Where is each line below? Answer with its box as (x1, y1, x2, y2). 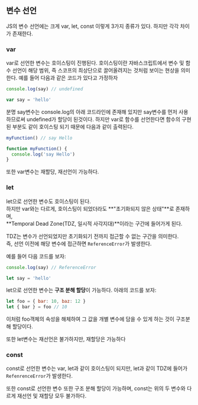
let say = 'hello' (6, 275, 51, 281)
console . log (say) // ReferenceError (6, 264, 96, 270)
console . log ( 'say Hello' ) (11, 151, 76, 157)
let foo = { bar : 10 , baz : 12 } (6, 299, 86, 305)
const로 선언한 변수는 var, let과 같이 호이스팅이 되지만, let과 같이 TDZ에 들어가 (6, 365, 188, 372)
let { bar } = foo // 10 (6, 304, 67, 310)
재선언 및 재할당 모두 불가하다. (17, 393, 87, 400)
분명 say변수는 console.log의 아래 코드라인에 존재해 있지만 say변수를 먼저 (6, 108, 177, 115)
